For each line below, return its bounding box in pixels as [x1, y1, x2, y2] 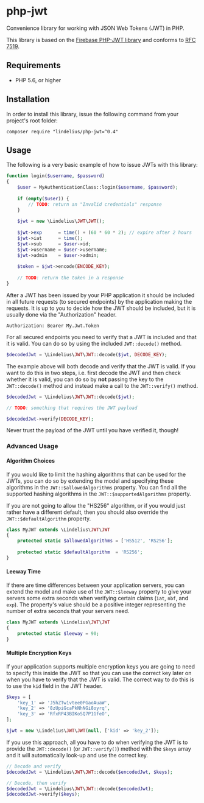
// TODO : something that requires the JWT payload [6, 405, 138, 411]
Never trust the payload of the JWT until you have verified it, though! [6, 427, 179, 434]
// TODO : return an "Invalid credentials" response [28, 201, 163, 208]
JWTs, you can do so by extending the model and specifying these [6, 477, 174, 485]
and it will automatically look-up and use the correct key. [6, 751, 148, 759]
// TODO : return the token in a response [17, 275, 124, 281]
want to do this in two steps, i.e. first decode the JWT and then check [6, 369, 181, 376]
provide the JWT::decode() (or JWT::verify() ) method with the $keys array [6, 745, 192, 752]
